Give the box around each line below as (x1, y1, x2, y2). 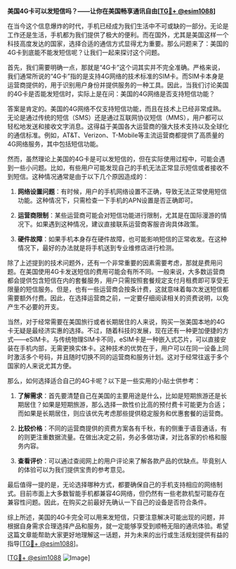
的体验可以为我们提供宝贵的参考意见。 (17, 465, 129, 474)
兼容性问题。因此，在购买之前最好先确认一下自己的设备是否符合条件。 (7, 498, 211, 506)
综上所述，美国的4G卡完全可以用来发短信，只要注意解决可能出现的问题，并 (7, 513, 225, 521)
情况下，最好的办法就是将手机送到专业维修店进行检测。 (17, 244, 178, 252)
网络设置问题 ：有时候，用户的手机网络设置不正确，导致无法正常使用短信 (17, 187, 227, 196)
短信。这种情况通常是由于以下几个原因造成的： (13, 173, 149, 180)
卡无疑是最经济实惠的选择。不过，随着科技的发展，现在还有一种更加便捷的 (7, 327, 223, 334)
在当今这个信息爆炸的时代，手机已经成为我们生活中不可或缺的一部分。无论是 (7, 22, 229, 30)
